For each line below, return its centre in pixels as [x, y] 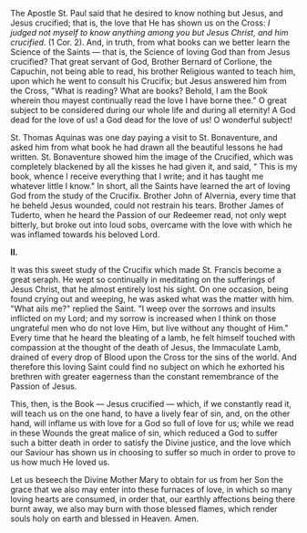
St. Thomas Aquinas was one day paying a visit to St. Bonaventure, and [144, 137]
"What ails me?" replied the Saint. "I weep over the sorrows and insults [143, 308]
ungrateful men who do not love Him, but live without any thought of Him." [150, 328]
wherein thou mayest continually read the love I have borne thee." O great [149, 100]
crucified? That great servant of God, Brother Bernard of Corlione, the [141, 62]
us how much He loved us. [60, 462]
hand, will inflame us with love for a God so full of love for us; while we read [152, 423]
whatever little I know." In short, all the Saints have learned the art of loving [150, 186]
